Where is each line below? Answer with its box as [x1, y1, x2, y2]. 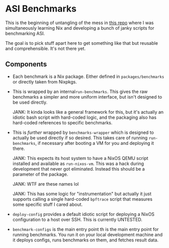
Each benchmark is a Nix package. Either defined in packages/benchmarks [12, 73, 164, 79]
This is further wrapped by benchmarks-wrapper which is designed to [12, 129, 154, 135]
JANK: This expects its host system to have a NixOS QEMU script [12, 155, 149, 161]
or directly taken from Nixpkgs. [12, 78, 77, 85]
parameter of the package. [12, 171, 69, 177]
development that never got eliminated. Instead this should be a [12, 166, 145, 172]
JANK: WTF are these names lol [12, 181, 79, 187]
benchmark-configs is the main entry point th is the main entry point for [12, 226, 159, 232]
